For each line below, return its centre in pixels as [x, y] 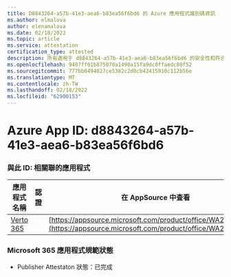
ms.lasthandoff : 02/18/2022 [47, 90]
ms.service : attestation [43, 45]
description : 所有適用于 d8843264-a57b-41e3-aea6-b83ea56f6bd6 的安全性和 [111, 58]
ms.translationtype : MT [41, 77]
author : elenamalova [37, 26]
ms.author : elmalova [37, 20]
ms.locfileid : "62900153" [44, 97]
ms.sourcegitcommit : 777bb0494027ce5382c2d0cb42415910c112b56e [100, 71]
